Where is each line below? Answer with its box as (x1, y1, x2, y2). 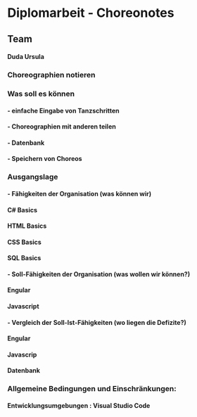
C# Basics (7, 205, 37, 214)
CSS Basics (7, 238, 42, 246)
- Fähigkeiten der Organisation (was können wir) (7, 189, 152, 198)
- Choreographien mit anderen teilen (7, 122, 116, 131)
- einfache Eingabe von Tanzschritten (7, 106, 120, 115)
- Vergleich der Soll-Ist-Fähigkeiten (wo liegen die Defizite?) (7, 318, 186, 326)
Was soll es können (7, 89, 75, 99)
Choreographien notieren (7, 70, 96, 80)
